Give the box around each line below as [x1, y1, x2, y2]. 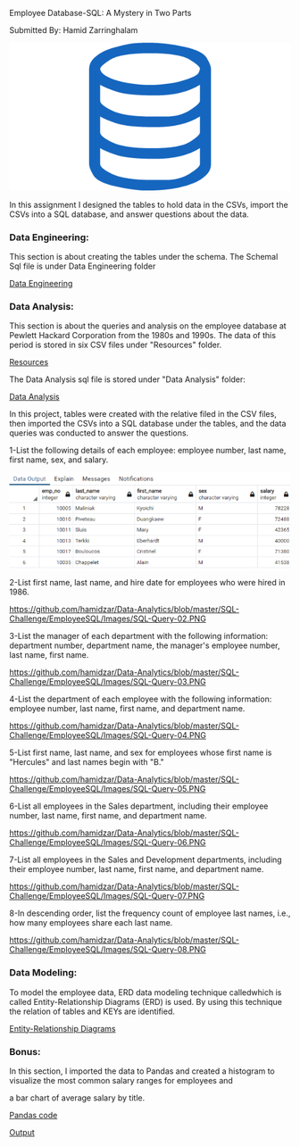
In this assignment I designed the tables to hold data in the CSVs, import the [9, 199, 288, 210]
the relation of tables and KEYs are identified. [9, 1006, 176, 1017]
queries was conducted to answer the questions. [9, 428, 189, 438]
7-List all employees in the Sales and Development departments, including [9, 854, 283, 865]
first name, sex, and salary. [9, 454, 109, 465]
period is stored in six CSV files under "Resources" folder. [9, 339, 222, 351]
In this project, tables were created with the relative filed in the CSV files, [9, 409, 277, 419]
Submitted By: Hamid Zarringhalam [9, 25, 138, 35]
